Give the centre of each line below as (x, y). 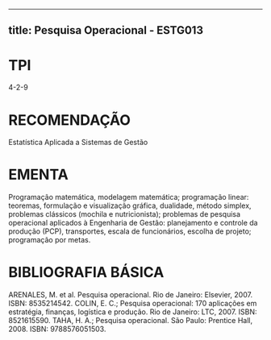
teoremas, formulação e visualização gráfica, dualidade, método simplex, (130, 205)
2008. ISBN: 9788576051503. (57, 329)
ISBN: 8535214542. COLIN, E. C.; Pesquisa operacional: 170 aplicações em (133, 304)
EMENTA (38, 175)
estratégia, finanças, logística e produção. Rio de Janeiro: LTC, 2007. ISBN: (133, 312)
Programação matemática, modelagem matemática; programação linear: (129, 197)
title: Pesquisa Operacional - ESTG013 (106, 30)
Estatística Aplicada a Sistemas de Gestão (78, 143)
